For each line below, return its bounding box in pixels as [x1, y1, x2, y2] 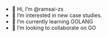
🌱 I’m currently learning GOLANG [11, 18, 94, 25]
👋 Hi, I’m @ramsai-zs [11, 6, 64, 12]
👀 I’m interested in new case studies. [11, 12, 103, 19]
